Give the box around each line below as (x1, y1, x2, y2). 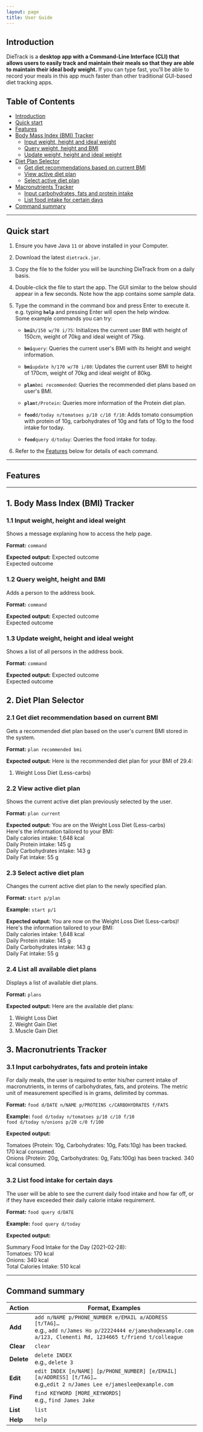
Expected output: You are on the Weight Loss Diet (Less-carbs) (6, 821, 166, 829)
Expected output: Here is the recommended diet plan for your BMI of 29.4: (6, 757, 193, 765)
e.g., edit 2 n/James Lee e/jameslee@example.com (34, 1380, 174, 1388)
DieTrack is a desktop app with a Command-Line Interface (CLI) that (6, 53, 179, 61)
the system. (6, 734, 36, 741)
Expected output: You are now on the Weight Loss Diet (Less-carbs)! (6, 918, 179, 925)
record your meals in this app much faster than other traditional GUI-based (6, 72, 192, 79)
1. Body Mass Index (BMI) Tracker (6, 498, 135, 509)
